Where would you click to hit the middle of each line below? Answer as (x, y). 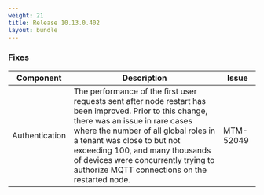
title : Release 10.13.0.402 (54, 23)
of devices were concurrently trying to (144, 160)
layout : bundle (33, 30)
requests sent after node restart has (140, 101)
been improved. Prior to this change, (141, 111)
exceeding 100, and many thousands (142, 150)
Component (39, 78)
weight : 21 (26, 15)
